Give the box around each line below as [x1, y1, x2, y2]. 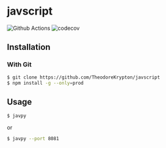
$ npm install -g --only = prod [7, 80, 84, 86]
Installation [7, 42, 51, 52]
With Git [7, 60, 32, 69]
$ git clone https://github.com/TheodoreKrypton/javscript [7, 74, 161, 80]
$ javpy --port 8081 [7, 136, 60, 142]
